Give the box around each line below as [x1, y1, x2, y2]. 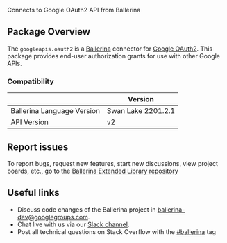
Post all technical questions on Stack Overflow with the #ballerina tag [17, 227, 217, 235]
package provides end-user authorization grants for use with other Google [7, 51, 221, 60]
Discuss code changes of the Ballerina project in [17, 205, 156, 214]
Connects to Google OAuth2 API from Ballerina [7, 6, 141, 14]
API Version [10, 117, 49, 127]
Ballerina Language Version [10, 106, 101, 116]
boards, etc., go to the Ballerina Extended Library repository [7, 167, 178, 175]
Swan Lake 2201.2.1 [106, 106, 176, 116]
